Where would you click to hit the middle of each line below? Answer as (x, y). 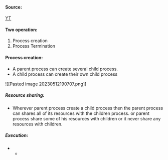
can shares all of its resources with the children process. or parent (81, 113)
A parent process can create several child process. (65, 69)
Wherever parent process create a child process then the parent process (88, 108)
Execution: (17, 135)
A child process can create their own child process (65, 74)
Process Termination (34, 46)
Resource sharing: (25, 95)
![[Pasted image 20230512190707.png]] (46, 84)
